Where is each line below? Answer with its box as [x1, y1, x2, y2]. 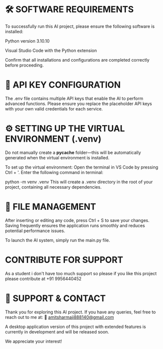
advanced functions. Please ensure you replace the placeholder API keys [5, 101, 152, 107]
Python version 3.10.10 [5, 38, 50, 44]
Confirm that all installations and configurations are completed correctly [5, 57, 150, 63]
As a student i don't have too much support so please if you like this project [5, 270, 157, 276]
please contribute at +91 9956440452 [5, 276, 82, 282]
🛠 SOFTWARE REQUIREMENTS [5, 4, 134, 15]
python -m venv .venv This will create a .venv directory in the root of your [5, 179, 153, 185]
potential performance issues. [5, 228, 65, 234]
